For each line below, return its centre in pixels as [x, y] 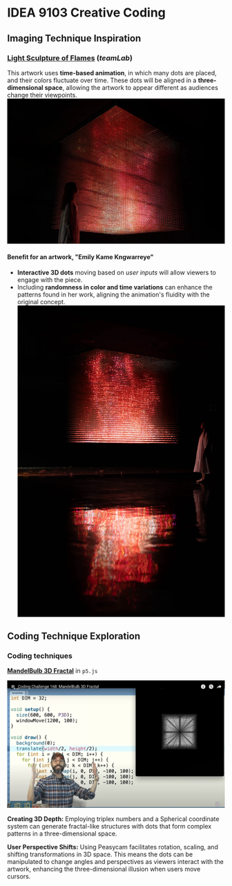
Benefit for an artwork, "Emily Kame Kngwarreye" [80, 257]
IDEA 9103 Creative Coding [86, 13]
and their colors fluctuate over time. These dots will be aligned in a [102, 80]
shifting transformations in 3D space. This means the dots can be [100, 854]
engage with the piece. [50, 280]
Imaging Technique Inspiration [74, 38]
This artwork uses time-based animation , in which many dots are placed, [112, 73]
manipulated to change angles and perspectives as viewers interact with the [116, 862]
